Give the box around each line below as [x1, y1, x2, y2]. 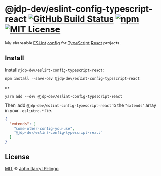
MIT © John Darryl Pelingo [5, 165, 59, 171]
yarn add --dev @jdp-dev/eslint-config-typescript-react [5, 94, 123, 99]
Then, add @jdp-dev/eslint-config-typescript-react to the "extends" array [5, 103, 157, 108]
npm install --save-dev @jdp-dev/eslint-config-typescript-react [5, 76, 140, 81]
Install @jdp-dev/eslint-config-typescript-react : [5, 67, 104, 73]
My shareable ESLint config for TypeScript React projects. [5, 40, 121, 45]
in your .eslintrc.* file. [5, 107, 52, 113]
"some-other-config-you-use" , [14, 126, 75, 131]
